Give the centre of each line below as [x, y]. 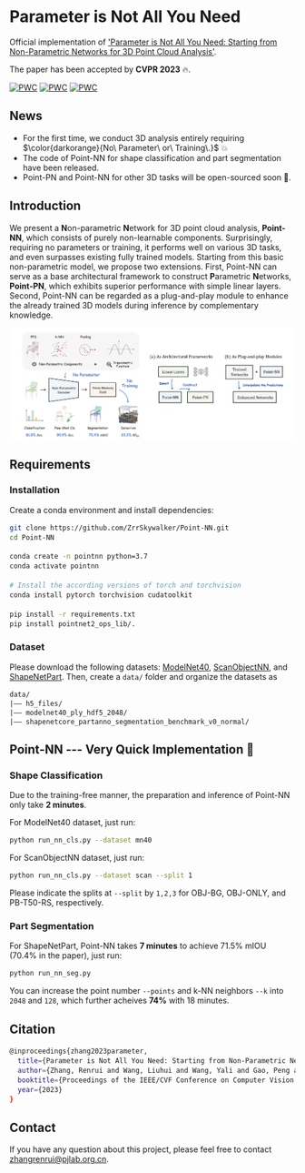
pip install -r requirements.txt [73, 614]
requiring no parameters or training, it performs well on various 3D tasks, [146, 247]
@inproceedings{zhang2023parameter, [79, 1052]
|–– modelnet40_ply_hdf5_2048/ [69, 713]
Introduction [45, 206]
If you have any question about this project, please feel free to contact [141, 1149]
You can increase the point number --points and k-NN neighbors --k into [147, 991]
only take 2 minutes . [48, 805]
